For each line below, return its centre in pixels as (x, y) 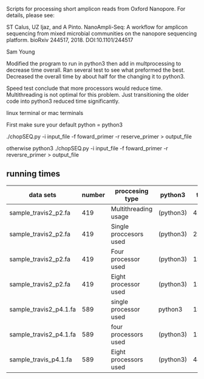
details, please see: (30, 15)
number (93, 195)
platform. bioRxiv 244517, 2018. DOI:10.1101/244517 (70, 40)
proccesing (132, 191)
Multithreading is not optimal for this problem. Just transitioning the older (98, 95)
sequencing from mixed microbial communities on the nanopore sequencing (102, 33)
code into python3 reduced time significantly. (63, 101)
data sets (42, 195)
